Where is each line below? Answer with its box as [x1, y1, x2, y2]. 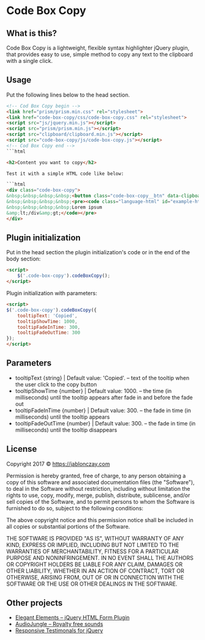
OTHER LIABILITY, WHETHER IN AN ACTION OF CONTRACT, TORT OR [6, 567, 184, 575]
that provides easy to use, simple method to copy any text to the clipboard [6, 51, 193, 58]
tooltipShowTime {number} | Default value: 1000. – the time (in [15, 387, 172, 394]
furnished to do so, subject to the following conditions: [6, 504, 143, 512]
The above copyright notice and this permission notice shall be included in [6, 516, 193, 523]
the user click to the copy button [15, 380, 97, 388]
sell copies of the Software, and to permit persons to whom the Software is [6, 498, 195, 505]
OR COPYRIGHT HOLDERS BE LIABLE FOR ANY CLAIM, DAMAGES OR [6, 561, 183, 568]
